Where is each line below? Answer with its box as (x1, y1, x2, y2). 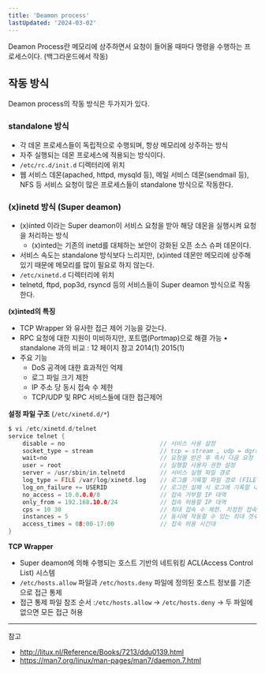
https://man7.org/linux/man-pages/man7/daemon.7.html (19, 656, 202, 665)
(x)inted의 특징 (8, 306, 56, 316)
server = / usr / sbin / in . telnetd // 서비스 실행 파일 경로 (22, 469, 230, 477)
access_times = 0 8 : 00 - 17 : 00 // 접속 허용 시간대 (22, 520, 216, 529)
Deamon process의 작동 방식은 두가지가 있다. (8, 99, 150, 109)
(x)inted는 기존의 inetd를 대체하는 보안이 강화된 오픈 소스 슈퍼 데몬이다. (31, 240, 252, 249)
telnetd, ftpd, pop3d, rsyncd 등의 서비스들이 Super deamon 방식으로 (19, 279, 237, 289)
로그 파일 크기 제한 (31, 372, 89, 382)
